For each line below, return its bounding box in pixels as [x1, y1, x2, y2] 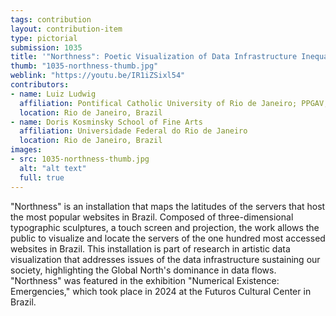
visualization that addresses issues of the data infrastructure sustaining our [10, 253, 321, 265]
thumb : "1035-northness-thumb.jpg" [10, 61, 159, 71]
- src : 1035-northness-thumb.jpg [10, 154, 150, 164]
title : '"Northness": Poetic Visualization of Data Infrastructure [10, 52, 298, 62]
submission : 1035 [10, 42, 83, 53]
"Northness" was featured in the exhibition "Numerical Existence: [10, 274, 280, 286]
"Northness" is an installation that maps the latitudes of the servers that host [10, 200, 326, 212]
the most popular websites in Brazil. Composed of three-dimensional [10, 211, 294, 223]
